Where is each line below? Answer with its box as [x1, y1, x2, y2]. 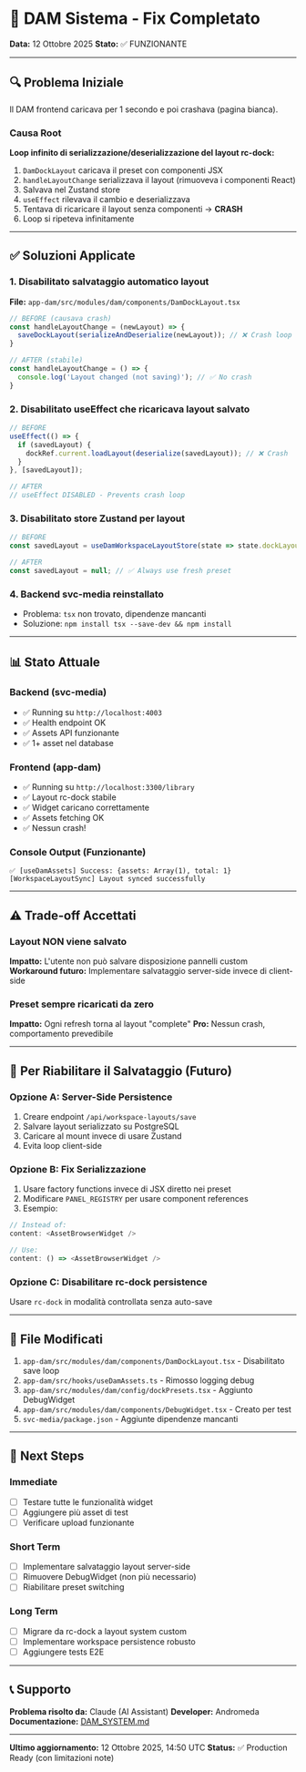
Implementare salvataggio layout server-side [22, 1562, 191, 1572]
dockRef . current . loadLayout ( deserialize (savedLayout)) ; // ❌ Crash [25, 448, 289, 458]
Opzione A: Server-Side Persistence [9, 1091, 173, 1103]
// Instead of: [9, 1221, 67, 1230]
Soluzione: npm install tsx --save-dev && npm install [22, 619, 232, 630]
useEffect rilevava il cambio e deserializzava [22, 194, 191, 205]
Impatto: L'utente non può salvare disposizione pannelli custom [9, 956, 249, 967]
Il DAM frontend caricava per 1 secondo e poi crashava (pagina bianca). [9, 104, 279, 115]
